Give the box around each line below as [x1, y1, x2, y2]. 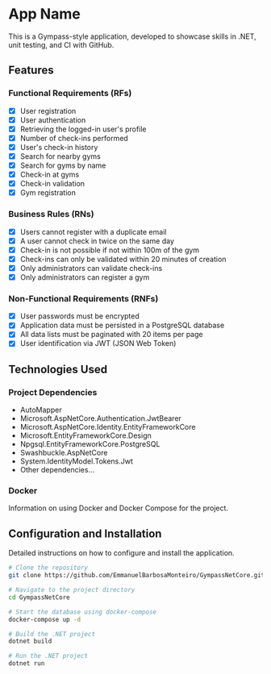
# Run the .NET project [8, 652, 89, 660]
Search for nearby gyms [19, 151, 101, 161]
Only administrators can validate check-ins [19, 263, 163, 273]
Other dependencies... [19, 465, 95, 475]
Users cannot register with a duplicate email [19, 227, 167, 236]
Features [8, 64, 54, 77]
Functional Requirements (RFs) [8, 88, 132, 99]
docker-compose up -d [8, 615, 81, 623]
